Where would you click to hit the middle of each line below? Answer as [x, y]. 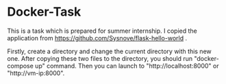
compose [21, 66]
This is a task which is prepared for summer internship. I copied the [102, 31]
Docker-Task [44, 12]
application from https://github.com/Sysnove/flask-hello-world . [97, 38]
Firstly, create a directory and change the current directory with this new [110, 51]
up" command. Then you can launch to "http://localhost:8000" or [127, 66]
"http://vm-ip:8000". [36, 73]
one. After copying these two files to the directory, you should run [100, 58]
